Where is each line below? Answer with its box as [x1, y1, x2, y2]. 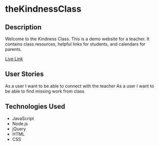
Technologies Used [5, 102, 65, 111]
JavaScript [12, 115, 34, 121]
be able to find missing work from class [5, 88, 85, 94]
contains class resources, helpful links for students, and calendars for [5, 41, 146, 47]
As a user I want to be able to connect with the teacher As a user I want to [5, 83, 154, 89]
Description [5, 23, 42, 31]
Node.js [12, 121, 28, 126]
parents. [5, 47, 22, 52]
